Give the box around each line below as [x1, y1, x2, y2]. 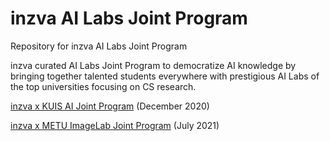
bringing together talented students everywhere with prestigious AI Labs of [10, 70, 320, 82]
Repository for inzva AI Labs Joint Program [10, 40, 188, 52]
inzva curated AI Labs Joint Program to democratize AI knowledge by [10, 59, 297, 71]
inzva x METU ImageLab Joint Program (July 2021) [10, 119, 220, 131]
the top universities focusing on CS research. [10, 80, 197, 92]
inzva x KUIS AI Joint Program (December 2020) [10, 100, 210, 112]
